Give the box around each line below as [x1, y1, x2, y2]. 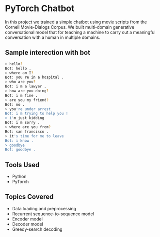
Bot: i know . [5, 138, 34, 143]
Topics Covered [5, 193, 54, 201]
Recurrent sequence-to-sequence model [12, 211, 94, 217]
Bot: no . [5, 102, 25, 107]
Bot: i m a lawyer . [5, 84, 47, 89]
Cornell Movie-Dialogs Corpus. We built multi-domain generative [5, 24, 135, 30]
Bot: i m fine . [5, 93, 38, 98]
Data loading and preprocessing [12, 205, 77, 211]
